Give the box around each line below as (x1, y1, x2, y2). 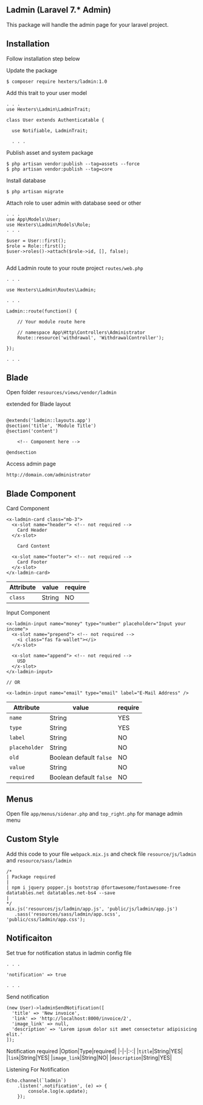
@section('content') (6, 428, 59, 434)
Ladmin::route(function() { (6, 308, 78, 314)
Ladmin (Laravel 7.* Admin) (6, 5, 111, 15)
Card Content (17, 543, 50, 549)
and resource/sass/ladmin (6, 856, 72, 864)
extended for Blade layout (6, 400, 71, 408)
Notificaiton (6, 933, 53, 944)
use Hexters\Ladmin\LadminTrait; (6, 106, 91, 112)
